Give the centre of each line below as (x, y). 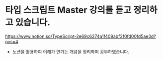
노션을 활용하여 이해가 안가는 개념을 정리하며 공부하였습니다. (71, 52)
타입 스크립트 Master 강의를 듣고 (68, 10)
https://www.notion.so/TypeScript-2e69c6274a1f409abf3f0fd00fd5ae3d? (81, 36)
